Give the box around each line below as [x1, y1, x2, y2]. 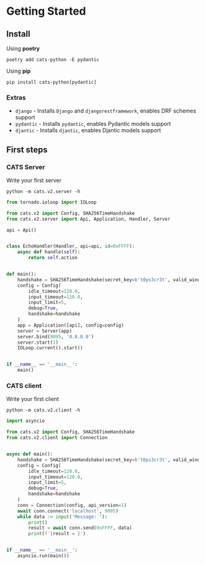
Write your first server [6, 176, 62, 184]
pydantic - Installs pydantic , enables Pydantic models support [15, 120, 171, 128]
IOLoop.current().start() [17, 345, 84, 351]
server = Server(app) [17, 328, 72, 334]
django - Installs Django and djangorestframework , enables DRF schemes [15, 107, 196, 114]
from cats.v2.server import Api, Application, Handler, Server [6, 216, 171, 222]
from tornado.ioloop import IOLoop [6, 199, 97, 205]
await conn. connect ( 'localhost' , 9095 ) [17, 508, 119, 514]
